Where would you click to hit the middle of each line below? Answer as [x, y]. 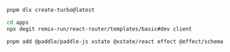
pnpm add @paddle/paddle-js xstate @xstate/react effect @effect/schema [115, 42]
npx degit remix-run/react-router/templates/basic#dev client [99, 29]
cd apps [18, 22]
